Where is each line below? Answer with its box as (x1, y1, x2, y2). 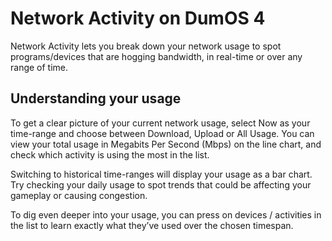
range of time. (10, 61, 69, 73)
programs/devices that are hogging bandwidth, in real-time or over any (10, 50, 303, 62)
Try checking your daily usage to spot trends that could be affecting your (10, 178, 312, 191)
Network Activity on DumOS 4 (10, 7, 266, 30)
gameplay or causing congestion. (10, 189, 148, 201)
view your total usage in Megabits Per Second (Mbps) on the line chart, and (10, 138, 322, 150)
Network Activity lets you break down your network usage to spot (10, 40, 282, 52)
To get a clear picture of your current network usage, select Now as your (10, 117, 311, 129)
